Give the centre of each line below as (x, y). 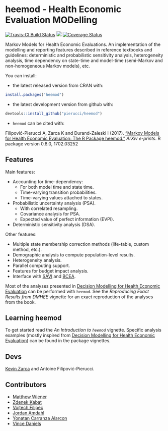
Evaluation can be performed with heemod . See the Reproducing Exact (77, 291)
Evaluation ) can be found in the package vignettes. (58, 341)
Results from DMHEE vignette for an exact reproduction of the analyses (79, 297)
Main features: (20, 172)
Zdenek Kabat (27, 402)
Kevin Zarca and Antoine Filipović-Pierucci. (50, 369)
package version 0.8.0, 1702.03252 (42, 144)
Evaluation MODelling (51, 20)
